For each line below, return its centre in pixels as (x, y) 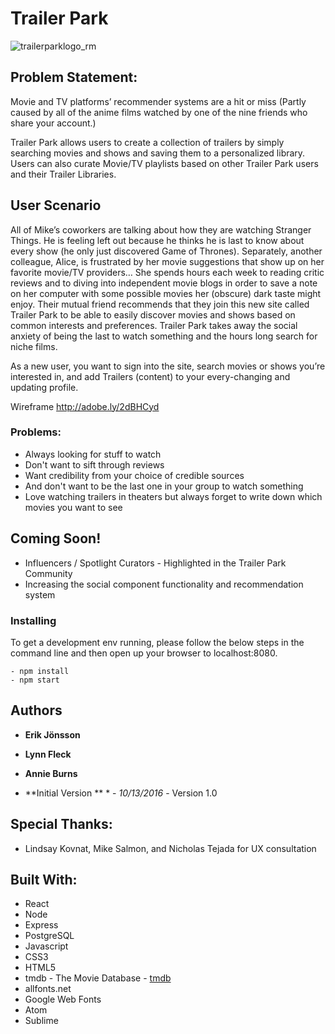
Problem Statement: (74, 77)
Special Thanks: (61, 824)
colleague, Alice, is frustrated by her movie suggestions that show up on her (167, 261)
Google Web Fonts (63, 999)
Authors (36, 710)
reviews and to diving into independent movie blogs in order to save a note (164, 283)
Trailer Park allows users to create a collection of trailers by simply (147, 142)
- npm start (35, 680)
